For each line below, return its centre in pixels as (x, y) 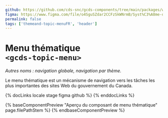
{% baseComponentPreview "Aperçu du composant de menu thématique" (81, 105)
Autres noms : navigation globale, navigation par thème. (63, 71)
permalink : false (23, 19)
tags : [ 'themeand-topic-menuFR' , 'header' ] (51, 24)
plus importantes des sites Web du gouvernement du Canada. (69, 86)
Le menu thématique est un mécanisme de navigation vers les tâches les (80, 81)
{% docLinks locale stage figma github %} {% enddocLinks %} (70, 96)
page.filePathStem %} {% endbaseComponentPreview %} (65, 111)
